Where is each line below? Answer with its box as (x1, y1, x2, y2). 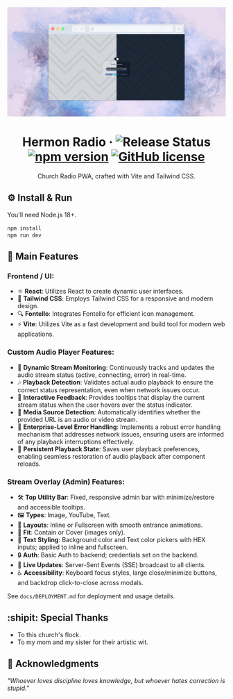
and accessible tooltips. (17, 503, 85, 512)
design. (17, 302, 40, 310)
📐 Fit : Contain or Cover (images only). (17, 528, 126, 537)
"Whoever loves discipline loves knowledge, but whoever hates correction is (7, 676, 225, 684)
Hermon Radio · (21, 135, 113, 150)
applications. (17, 330, 54, 339)
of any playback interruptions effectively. (17, 437, 135, 446)
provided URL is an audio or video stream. (17, 415, 137, 423)
